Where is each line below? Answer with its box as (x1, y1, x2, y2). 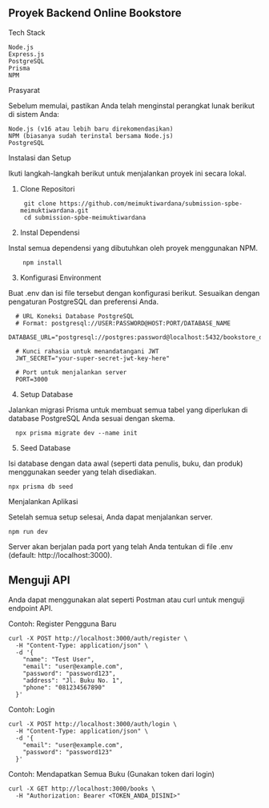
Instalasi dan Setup (8, 152, 72, 163)
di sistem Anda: (8, 109, 60, 119)
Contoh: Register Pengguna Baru (8, 619, 117, 628)
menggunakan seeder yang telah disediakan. (8, 467, 157, 476)
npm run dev (8, 527, 48, 535)
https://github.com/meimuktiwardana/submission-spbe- (59, 200, 243, 208)
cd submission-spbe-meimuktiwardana (23, 213, 147, 221)
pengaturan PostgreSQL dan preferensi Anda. (8, 297, 159, 306)
